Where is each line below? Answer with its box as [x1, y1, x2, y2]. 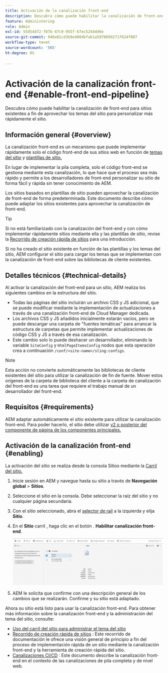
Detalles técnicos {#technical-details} [5, 271, 127, 280]
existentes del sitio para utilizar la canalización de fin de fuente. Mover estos [5, 372, 163, 379]
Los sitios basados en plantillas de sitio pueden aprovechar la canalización [5, 190, 159, 196]
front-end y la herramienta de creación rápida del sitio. [12, 647, 125, 653]
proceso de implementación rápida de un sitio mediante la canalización [12, 641, 159, 647]
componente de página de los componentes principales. [5, 427, 121, 433]
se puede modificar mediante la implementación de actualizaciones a [12, 305, 155, 311]
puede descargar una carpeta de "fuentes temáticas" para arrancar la [12, 321, 156, 327]
